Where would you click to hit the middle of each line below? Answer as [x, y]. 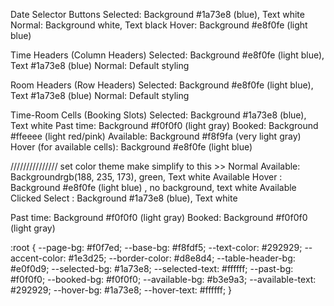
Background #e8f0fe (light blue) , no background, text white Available [153, 187]
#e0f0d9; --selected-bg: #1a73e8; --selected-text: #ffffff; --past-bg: [152, 268]
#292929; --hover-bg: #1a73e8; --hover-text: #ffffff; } [121, 290]
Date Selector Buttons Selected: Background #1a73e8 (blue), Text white [157, 14]
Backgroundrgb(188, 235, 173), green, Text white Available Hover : [146, 177]
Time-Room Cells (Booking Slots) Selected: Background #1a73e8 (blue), [158, 115]
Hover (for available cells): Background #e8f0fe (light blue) [131, 147]
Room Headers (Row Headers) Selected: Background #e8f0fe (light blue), [162, 85]
